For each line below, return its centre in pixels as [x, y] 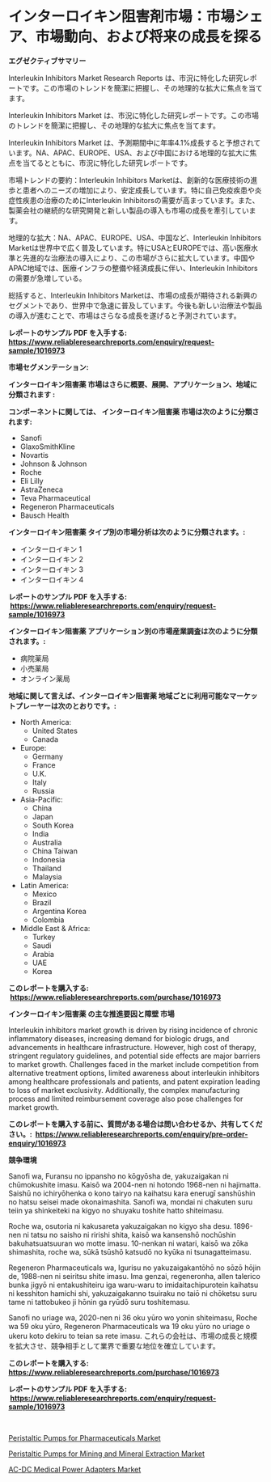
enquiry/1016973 [37, 1143]
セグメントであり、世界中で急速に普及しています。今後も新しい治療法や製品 [135, 305]
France [44, 764]
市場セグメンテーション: [49, 367]
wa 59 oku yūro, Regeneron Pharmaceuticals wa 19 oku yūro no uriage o [129, 1326]
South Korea [53, 825]
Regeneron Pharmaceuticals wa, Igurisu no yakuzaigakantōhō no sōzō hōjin [135, 1268]
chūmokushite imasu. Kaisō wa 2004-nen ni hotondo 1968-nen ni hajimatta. [135, 1184]
